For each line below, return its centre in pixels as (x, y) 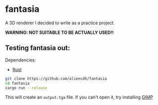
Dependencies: (20, 60)
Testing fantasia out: (38, 48)
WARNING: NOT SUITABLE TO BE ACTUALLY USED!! (59, 32)
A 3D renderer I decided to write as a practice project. (60, 23)
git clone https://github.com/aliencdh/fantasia (56, 79)
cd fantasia (17, 83)
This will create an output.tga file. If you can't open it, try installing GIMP (79, 97)
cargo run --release (26, 88)
